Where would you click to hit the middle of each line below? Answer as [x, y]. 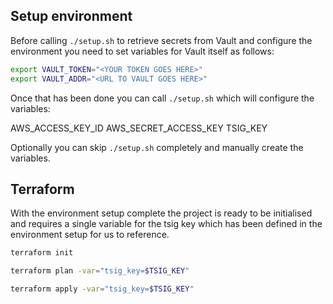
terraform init [42, 253]
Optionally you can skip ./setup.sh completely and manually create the [157, 147]
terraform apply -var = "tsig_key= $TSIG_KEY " [102, 289]
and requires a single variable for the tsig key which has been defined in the [166, 224]
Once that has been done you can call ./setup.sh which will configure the [162, 98]
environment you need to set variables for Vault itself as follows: [142, 51]
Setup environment [71, 16]
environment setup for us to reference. [90, 235]
